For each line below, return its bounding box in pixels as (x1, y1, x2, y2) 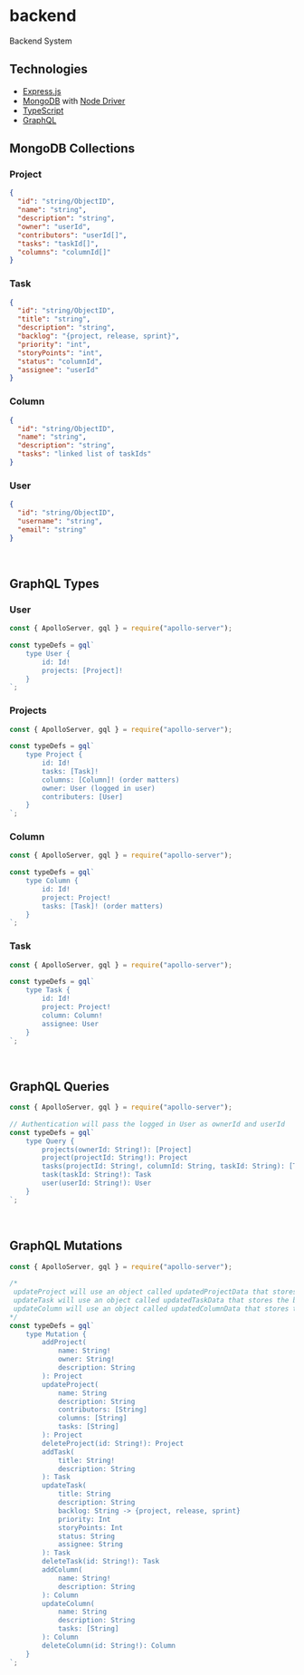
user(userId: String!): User (42, 1179, 152, 1188)
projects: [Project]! (42, 666, 124, 675)
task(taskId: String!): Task (42, 1170, 152, 1179)
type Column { (25, 876, 79, 886)
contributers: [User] (42, 792, 124, 802)
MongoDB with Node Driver (22, 95, 126, 106)
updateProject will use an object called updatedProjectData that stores (13, 1287, 298, 1296)
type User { (25, 649, 71, 658)
